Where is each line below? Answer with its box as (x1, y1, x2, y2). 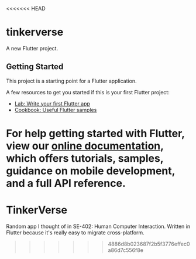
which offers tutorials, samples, (6, 152, 164, 165)
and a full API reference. (6, 176, 126, 190)
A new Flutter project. (6, 45, 59, 52)
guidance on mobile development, (6, 164, 176, 178)
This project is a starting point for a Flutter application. (6, 77, 137, 84)
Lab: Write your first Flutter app (14, 100, 91, 107)
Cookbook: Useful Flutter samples (14, 106, 97, 113)
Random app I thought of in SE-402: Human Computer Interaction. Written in (6, 223, 191, 230)
